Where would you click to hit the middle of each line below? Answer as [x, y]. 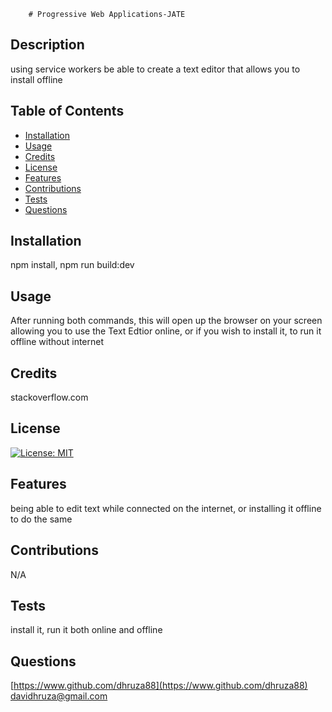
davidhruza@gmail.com [59, 696]
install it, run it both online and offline [86, 630]
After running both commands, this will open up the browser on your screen [166, 321]
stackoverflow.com [49, 397]
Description [47, 45]
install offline [36, 79]
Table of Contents [67, 111]
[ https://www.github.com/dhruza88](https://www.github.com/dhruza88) [159, 686]
